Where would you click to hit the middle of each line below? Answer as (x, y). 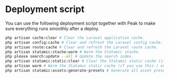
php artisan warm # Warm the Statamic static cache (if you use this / (82, 66)
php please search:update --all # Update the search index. (70, 56)
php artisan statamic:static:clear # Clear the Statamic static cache (81, 61)
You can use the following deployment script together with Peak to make (80, 23)
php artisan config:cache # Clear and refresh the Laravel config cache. (84, 42)
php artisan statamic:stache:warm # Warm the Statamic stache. (73, 52)
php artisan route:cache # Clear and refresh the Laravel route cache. (82, 47)
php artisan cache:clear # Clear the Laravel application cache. (75, 38)
